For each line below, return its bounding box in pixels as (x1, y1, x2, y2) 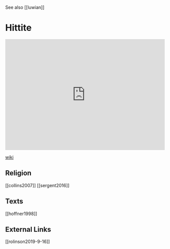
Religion (5, 169, 32, 177)
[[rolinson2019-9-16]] (5, 238, 50, 245)
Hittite (5, 22, 32, 33)
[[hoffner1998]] (5, 210, 37, 217)
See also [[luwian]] (5, 5, 45, 10)
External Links (5, 225, 52, 234)
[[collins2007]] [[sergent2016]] (5, 182, 70, 188)
